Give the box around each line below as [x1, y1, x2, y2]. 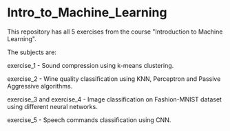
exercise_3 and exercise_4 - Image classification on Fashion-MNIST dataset [7, 95, 222, 104]
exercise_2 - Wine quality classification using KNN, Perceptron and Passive [7, 74, 221, 83]
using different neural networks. [7, 102, 98, 110]
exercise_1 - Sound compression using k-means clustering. [7, 61, 174, 69]
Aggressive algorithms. [7, 82, 73, 90]
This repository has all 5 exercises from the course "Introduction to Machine [7, 27, 223, 36]
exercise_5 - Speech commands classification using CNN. [7, 115, 171, 124]
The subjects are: [7, 48, 57, 56]
